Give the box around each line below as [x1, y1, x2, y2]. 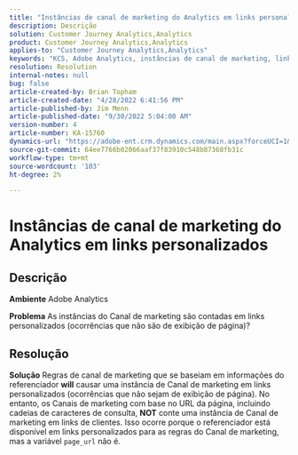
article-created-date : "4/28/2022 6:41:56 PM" [9, 95, 184, 105]
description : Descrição [9, 21, 98, 30]
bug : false [9, 79, 50, 88]
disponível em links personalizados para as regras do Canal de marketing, [9, 427, 279, 437]
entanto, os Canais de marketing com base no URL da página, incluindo [9, 398, 271, 409]
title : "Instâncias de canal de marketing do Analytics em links [9, 12, 255, 22]
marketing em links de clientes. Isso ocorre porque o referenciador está [9, 417, 271, 427]
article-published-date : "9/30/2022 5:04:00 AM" [9, 112, 192, 121]
